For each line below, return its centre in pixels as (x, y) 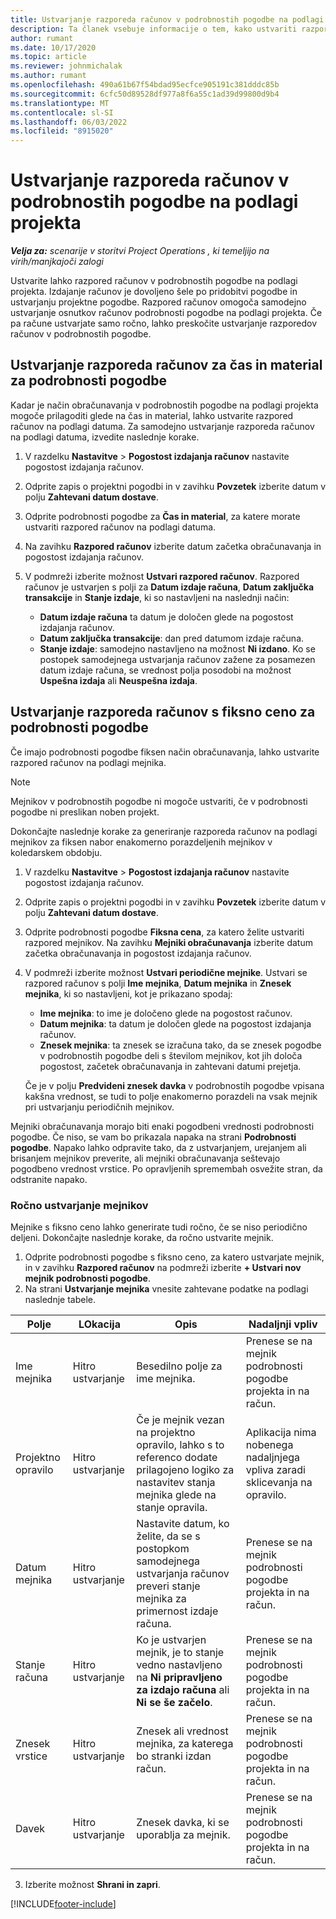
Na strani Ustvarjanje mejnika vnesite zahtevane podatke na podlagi (166, 1288)
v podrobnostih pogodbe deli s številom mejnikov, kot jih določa (171, 1055)
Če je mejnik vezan (180, 1419)
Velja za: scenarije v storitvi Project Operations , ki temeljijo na (140, 251)
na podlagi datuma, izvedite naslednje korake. (105, 437)
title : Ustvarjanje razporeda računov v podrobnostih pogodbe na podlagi (167, 19)
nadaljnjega (273, 1457)
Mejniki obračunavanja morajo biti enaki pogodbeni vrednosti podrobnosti (162, 1126)
